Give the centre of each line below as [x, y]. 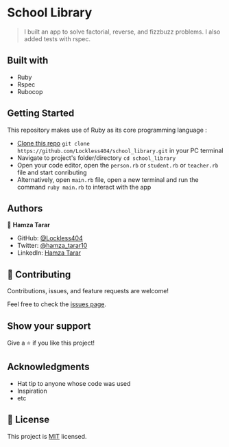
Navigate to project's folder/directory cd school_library [96, 158]
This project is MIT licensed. [47, 436]
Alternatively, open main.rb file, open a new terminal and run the [108, 179]
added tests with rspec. [57, 38]
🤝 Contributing [39, 274]
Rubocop [30, 91]
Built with [28, 61]
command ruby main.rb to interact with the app [84, 187]
